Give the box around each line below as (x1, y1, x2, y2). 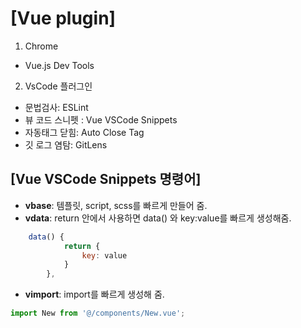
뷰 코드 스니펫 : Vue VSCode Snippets (24, 113, 178, 126)
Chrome (24, 40, 59, 52)
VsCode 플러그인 (24, 80, 93, 92)
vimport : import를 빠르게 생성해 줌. (24, 288, 165, 301)
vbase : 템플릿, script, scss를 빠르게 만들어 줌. (24, 199, 208, 211)
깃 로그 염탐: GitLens (24, 138, 108, 151)
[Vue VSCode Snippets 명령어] (10, 171, 202, 188)
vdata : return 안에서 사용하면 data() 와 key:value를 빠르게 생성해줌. (24, 212, 292, 224)
